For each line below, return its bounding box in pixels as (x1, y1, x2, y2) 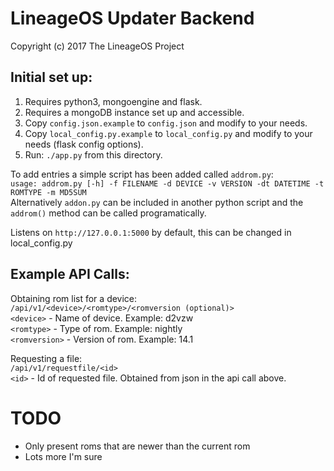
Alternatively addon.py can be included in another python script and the (10, 196, 304, 208)
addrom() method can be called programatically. (10, 207, 207, 219)
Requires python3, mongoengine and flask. (24, 95, 203, 107)
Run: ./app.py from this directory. (24, 148, 163, 161)
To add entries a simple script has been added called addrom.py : (10, 168, 274, 180)
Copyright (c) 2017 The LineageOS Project (10, 40, 185, 52)
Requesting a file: (10, 352, 83, 364)
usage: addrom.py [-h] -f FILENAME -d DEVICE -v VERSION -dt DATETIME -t (10, 178, 325, 189)
